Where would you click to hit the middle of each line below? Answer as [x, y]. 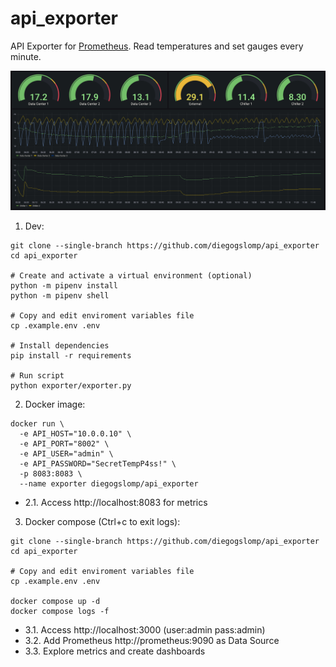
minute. [26, 56]
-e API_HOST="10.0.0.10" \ [75, 433]
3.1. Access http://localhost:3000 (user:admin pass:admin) [145, 629]
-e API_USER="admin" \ [66, 453]
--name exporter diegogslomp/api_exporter [109, 483]
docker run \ [37, 423]
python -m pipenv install [64, 285]
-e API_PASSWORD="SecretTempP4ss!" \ [98, 463]
